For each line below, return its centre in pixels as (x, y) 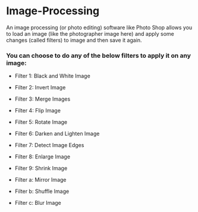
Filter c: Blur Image (38, 203)
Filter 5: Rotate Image (41, 122)
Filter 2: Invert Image (40, 88)
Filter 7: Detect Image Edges (49, 145)
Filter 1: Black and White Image (52, 76)
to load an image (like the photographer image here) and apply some (90, 33)
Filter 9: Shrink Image (41, 169)
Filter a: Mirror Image (40, 180)
